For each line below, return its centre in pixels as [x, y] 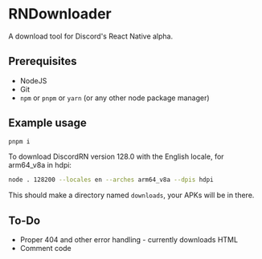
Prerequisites [43, 61]
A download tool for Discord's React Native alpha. [91, 36]
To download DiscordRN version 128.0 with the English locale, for [116, 156]
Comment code [46, 249]
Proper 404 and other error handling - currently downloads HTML [129, 240]
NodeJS [33, 80]
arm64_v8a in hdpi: [40, 165]
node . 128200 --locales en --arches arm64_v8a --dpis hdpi [111, 180]
